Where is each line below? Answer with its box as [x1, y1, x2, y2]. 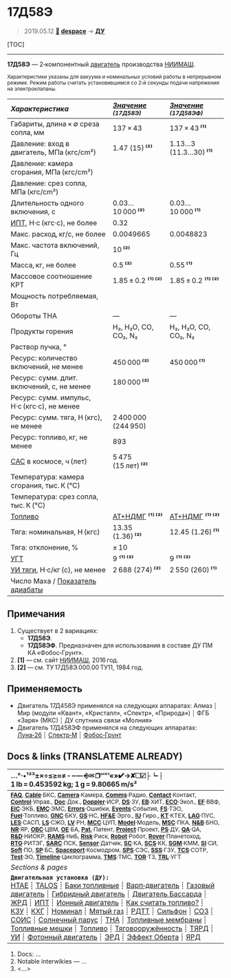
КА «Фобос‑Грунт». [27, 648, 84, 656]
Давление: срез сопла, [10, 178, 87, 188]
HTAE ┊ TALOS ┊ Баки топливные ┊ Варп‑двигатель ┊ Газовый [10, 881, 215, 891]
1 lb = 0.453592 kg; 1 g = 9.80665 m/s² [10, 780, 137, 789]
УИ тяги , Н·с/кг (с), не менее [10, 565, 106, 574]
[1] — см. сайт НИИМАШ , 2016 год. [16, 656, 119, 664]
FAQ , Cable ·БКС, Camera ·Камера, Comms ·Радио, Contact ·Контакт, [10, 791, 197, 799]
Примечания [7, 608, 65, 620]
